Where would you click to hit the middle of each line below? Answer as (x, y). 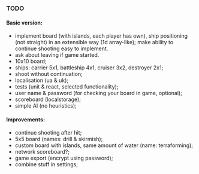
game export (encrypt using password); (64, 158)
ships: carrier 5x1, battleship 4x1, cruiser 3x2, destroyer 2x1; (89, 68)
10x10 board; (31, 62)
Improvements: (26, 119)
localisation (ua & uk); (42, 80)
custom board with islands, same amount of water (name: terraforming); (104, 145)
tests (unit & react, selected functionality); (67, 87)
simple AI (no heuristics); (46, 106)
